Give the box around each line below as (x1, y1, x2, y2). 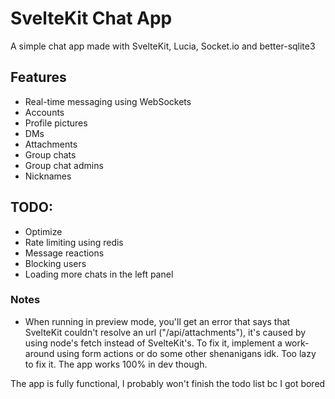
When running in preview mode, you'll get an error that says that (24, 315, 291, 327)
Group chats (24, 148, 77, 161)
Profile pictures (24, 117, 88, 129)
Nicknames (24, 170, 72, 182)
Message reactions (24, 247, 105, 259)
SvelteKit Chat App (10, 7, 173, 30)
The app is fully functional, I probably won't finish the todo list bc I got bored (10, 377, 326, 389)
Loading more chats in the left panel (24, 268, 174, 280)
